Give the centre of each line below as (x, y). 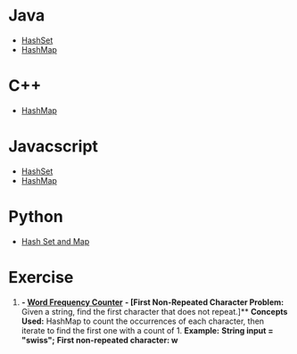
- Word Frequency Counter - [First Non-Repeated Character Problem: (153, 302)
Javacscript (54, 147)
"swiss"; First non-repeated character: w (100, 340)
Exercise (41, 277)
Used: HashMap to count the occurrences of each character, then (143, 321)
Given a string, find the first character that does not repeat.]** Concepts (154, 311)
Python (36, 217)
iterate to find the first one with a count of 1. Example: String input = (147, 330)
